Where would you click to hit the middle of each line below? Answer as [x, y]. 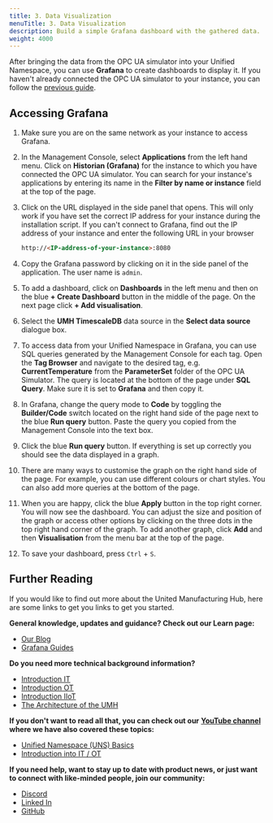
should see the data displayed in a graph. [90, 454]
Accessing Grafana [59, 113]
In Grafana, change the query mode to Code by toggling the [121, 404]
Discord [34, 794]
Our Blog [36, 639]
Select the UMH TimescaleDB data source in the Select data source [136, 321]
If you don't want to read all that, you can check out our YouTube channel [135, 721]
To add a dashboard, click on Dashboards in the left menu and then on [139, 288]
